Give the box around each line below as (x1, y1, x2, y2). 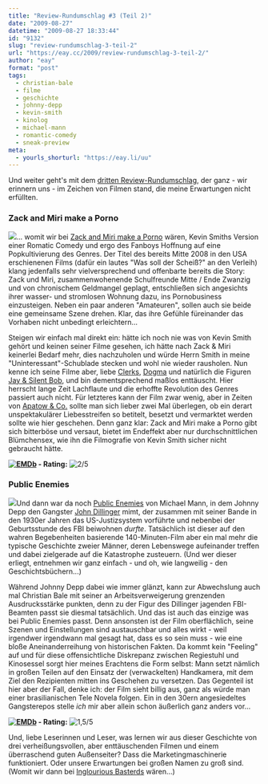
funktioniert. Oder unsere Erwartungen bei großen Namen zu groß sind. (8, 758, 244, 767)
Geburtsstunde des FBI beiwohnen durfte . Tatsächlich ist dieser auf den (8, 523, 246, 534)
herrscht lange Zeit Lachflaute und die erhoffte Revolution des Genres (8, 384, 238, 393)
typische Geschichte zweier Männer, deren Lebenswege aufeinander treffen (8, 541, 260, 550)
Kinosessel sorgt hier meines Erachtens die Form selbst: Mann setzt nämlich (8, 659, 260, 668)
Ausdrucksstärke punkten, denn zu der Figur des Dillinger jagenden (8, 599, 232, 608)
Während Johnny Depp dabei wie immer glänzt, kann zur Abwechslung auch (8, 582, 261, 591)
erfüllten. (8, 193, 38, 202)
